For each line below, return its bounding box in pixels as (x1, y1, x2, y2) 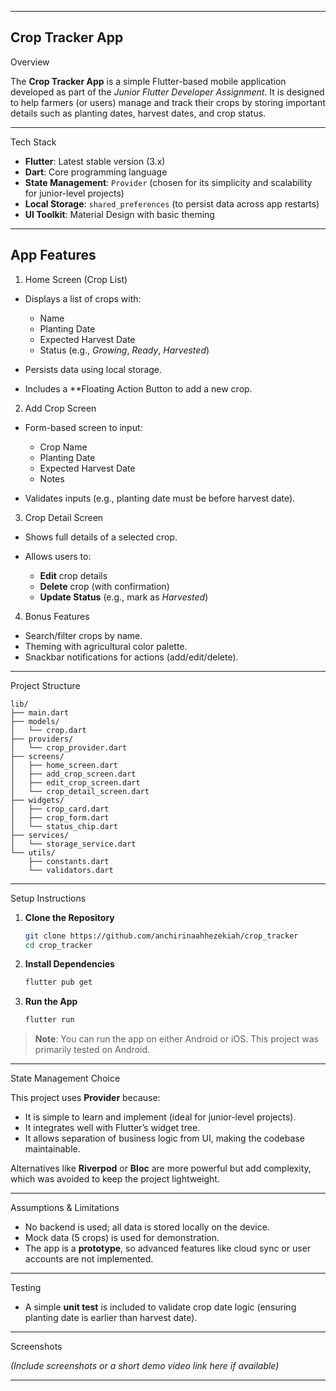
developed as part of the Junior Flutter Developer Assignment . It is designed (10, 86, 325, 98)
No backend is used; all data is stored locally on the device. (24, 1221, 270, 1233)
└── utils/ (10, 847, 56, 858)
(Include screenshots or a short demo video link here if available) (10, 1360, 280, 1372)
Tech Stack (10, 136, 57, 148)
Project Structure (10, 679, 81, 691)
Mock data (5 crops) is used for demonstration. (24, 1232, 220, 1244)
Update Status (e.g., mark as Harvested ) (39, 591, 209, 603)
